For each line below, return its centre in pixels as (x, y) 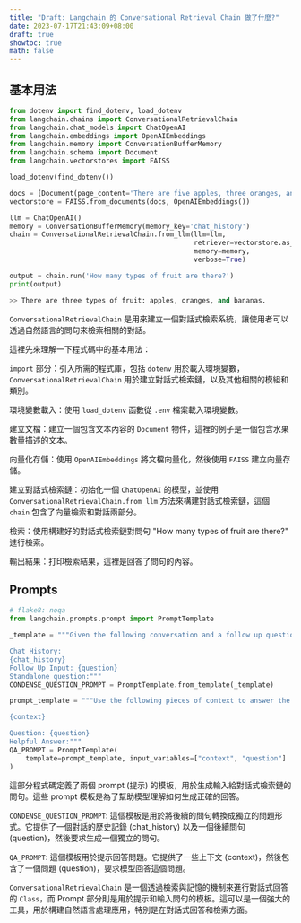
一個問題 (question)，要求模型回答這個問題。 (107, 868)
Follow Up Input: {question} (64, 668)
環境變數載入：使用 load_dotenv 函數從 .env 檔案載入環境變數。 (126, 409)
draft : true (31, 34)
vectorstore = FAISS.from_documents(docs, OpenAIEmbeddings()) (130, 202)
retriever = (214, 243)
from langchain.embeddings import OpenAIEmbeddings (107, 136)
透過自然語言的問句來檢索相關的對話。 (80, 330)
